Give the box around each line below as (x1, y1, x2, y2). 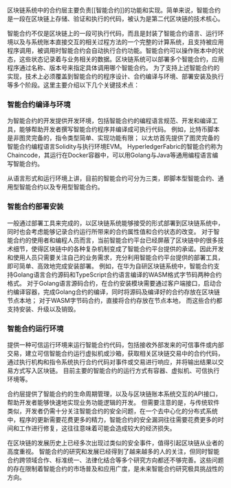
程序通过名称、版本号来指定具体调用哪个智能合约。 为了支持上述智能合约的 (7, 64, 220, 72)
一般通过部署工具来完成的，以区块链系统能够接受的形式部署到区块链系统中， (7, 219, 224, 227)
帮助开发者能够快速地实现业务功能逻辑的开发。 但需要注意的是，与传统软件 (7, 398, 220, 406)
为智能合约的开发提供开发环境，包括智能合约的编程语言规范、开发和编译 (7, 116, 212, 125)
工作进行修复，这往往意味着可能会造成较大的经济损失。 (19, 424, 176, 432)
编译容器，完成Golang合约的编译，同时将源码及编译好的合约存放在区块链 (12, 288, 220, 296)
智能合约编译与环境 (7, 99, 71, 109)
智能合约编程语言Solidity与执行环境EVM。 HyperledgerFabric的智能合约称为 (7, 142, 223, 151)
